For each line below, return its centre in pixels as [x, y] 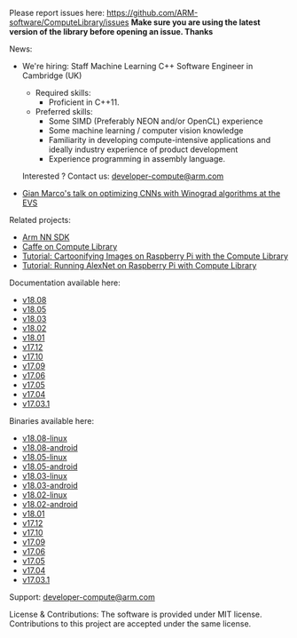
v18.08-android [50, 447]
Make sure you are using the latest [195, 22]
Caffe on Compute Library [70, 247]
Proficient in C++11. [84, 102]
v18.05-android [50, 467]
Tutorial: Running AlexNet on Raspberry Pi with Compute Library [139, 265]
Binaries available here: [52, 421]
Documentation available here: [65, 283]
